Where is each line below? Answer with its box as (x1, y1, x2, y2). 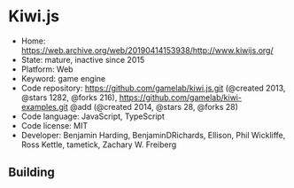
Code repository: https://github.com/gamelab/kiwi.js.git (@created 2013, (20, 82, 286, 93)
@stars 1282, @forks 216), (20, 91, 118, 103)
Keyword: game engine (20, 73, 106, 83)
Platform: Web (20, 64, 73, 74)
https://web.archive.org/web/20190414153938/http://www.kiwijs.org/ (20, 44, 274, 55)
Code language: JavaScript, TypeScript (20, 111, 165, 121)
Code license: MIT (20, 120, 89, 130)
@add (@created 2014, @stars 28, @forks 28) (69, 101, 238, 112)
